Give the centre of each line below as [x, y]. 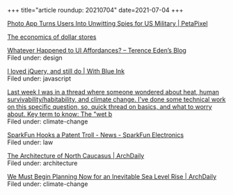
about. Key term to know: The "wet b [60, 114]
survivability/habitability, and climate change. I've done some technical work [116, 99]
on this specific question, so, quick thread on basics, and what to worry [110, 107]
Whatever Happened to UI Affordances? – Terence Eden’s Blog [97, 50]
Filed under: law [30, 142]
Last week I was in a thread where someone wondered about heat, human [113, 92]
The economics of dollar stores [52, 37]
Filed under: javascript [39, 78]
